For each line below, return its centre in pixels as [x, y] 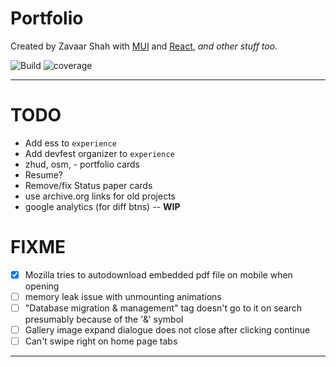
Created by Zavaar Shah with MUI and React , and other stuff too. [144, 46]
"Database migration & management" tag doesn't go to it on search [163, 308]
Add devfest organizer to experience [99, 153]
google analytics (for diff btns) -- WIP [102, 206]
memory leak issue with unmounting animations [123, 296]
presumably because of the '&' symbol [104, 319]
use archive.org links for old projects [100, 196]
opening [42, 286]
